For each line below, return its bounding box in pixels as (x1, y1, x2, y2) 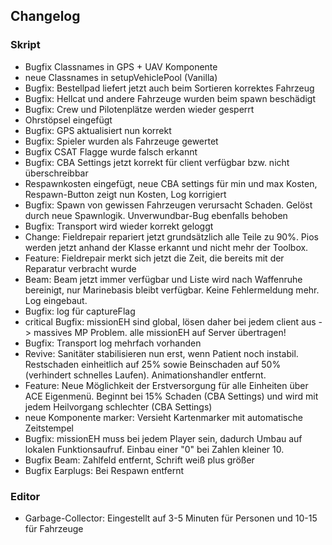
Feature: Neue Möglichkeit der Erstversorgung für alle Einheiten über (24, 379, 309, 391)
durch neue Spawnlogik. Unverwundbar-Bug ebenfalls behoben (24, 209, 288, 221)
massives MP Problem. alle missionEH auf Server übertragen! (33, 326, 287, 338)
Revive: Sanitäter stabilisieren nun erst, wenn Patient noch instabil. (24, 347, 299, 359)
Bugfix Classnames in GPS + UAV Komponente (24, 60, 218, 73)
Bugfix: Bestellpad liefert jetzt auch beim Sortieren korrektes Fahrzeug (24, 82, 315, 94)
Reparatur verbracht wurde (24, 262, 137, 274)
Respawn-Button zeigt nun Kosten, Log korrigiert (24, 188, 227, 200)
